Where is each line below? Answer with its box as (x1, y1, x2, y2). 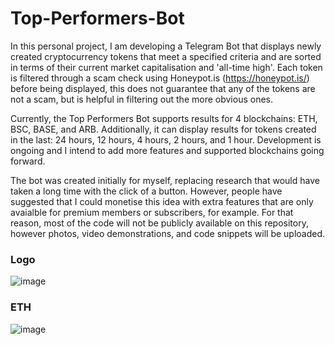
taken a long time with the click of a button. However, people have (10, 185, 283, 197)
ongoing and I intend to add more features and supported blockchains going (10, 144, 325, 156)
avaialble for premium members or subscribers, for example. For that (10, 206, 294, 218)
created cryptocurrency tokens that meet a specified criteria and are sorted (10, 50, 322, 62)
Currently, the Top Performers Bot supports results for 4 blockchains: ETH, (10, 112, 318, 124)
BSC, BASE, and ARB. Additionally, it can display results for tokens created (10, 123, 317, 135)
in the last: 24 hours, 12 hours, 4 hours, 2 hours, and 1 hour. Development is (10, 133, 322, 146)
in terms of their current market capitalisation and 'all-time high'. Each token (10, 61, 323, 73)
